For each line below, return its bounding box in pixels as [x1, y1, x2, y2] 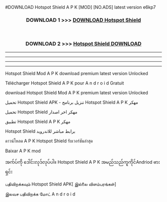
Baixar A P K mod [5, 148, 41, 154]
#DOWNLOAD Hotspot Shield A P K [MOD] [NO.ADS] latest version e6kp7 [5, 4, 156, 10]
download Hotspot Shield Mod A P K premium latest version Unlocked [5, 90, 148, 96]
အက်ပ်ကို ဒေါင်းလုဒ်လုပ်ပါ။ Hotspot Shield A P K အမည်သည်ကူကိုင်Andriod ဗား [5, 159, 161, 165]
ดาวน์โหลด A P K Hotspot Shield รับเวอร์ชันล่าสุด [5, 138, 93, 144]
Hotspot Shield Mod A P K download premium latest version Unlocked [5, 70, 148, 76]
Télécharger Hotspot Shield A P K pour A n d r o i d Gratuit [5, 80, 124, 86]
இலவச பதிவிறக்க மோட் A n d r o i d [5, 191, 76, 197]
